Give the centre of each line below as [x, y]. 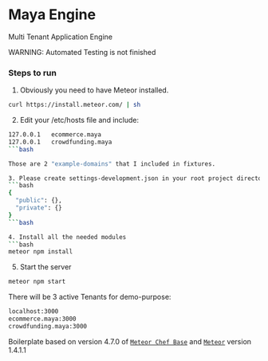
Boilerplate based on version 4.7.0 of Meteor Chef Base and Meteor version [130, 341]
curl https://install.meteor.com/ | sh [75, 105]
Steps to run [33, 73]
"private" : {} [39, 208]
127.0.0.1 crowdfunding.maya [60, 142]
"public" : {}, [39, 201]
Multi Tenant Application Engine [61, 37]
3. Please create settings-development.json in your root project [121, 178]
